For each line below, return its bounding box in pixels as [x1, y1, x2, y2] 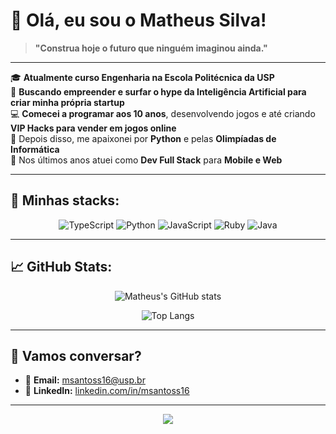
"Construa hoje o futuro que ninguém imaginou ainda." [34, 42, 268, 54]
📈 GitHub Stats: [10, 259, 113, 276]
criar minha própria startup [10, 96, 125, 108]
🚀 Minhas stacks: [10, 192, 120, 209]
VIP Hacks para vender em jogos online [10, 122, 177, 134]
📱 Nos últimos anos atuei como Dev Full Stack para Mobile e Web [10, 154, 283, 166]
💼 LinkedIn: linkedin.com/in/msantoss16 [24, 385, 190, 397]
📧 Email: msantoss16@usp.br [24, 374, 146, 386]
